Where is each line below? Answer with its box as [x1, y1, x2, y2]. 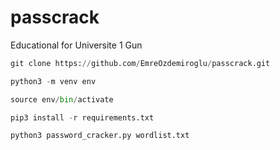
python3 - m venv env [10, 76, 97, 86]
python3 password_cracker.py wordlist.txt [10, 131, 190, 141]
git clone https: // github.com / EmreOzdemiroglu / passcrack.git [10, 58, 271, 68]
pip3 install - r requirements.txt [10, 112, 155, 123]
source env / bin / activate [10, 94, 114, 105]
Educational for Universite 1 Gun [10, 39, 143, 51]
